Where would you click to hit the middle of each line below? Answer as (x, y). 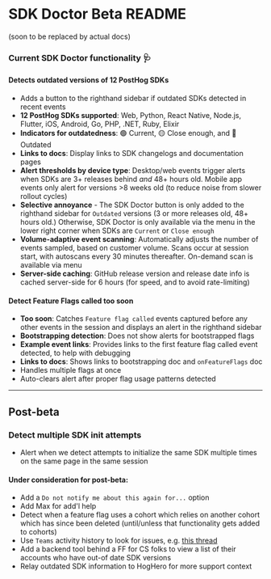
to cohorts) (39, 532)
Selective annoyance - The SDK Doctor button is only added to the (132, 205)
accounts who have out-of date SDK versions (96, 558)
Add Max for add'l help (58, 506)
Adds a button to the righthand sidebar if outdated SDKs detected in (133, 99)
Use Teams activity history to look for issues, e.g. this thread (119, 541)
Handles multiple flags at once (71, 370)
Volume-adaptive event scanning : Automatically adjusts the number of (139, 239)
